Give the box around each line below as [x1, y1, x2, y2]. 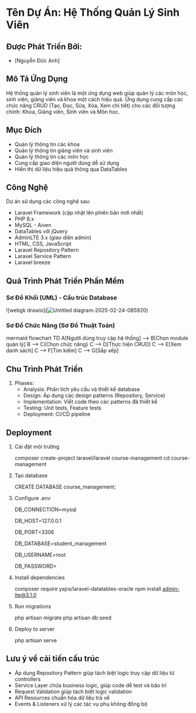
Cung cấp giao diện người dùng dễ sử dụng [14, 159, 119, 166]
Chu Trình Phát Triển [6, 364, 83, 374]
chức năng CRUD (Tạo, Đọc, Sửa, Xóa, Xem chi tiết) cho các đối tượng [6, 102, 176, 109]
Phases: [14, 380, 34, 387]
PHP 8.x [14, 215, 35, 222]
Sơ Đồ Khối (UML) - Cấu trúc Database [6, 293, 118, 301]
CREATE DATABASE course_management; [14, 483, 116, 491]
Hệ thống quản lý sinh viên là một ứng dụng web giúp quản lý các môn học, [6, 89, 188, 97]
